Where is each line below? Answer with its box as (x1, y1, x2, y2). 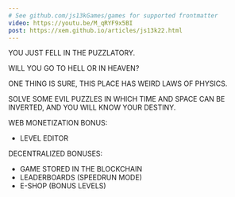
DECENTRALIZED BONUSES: (8, 149, 103, 159)
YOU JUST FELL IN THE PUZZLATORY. (8, 48, 136, 58)
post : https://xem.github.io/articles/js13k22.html (8, 26, 183, 34)
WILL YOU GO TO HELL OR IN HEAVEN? (8, 64, 140, 73)
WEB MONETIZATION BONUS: (8, 118, 108, 128)
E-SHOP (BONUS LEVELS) (19, 181, 106, 191)
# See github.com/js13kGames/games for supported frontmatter (8, 11, 218, 20)
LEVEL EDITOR (19, 133, 69, 143)
